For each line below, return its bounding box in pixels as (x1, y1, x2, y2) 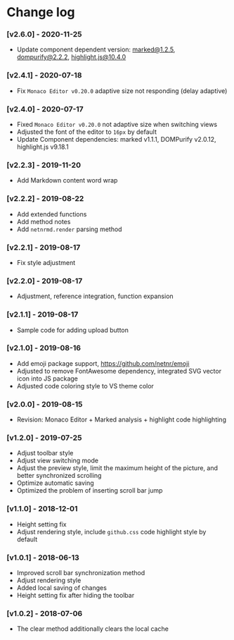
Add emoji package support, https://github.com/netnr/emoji (16, 359, 190, 367)
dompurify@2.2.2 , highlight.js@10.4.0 (16, 53, 126, 61)
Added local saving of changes (16, 584, 107, 592)
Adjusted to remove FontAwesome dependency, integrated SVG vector (16, 367, 222, 375)
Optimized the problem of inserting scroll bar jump (16, 486, 163, 495)
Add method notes (16, 217, 71, 226)
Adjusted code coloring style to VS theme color (16, 381, 154, 390)
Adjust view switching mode (16, 456, 99, 465)
